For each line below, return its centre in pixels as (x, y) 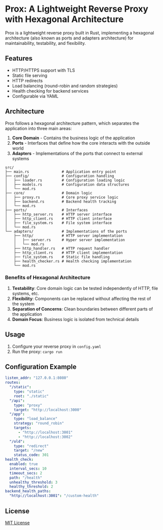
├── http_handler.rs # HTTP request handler (62, 248)
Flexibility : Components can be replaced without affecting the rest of (81, 299)
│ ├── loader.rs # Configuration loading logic (65, 180)
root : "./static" (31, 396)
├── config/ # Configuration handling (60, 176)
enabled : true (24, 464)
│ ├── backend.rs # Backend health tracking (61, 201)
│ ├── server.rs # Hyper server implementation (69, 240)
